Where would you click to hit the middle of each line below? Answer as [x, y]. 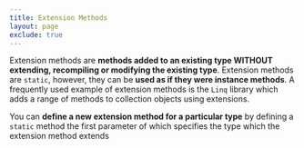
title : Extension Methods [58, 18]
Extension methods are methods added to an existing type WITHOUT [141, 61]
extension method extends [59, 136]
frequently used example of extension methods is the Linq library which [144, 89]
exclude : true [36, 35]
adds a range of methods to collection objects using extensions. [130, 99]
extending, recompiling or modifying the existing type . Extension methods [152, 70]
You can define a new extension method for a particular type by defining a [152, 117]
